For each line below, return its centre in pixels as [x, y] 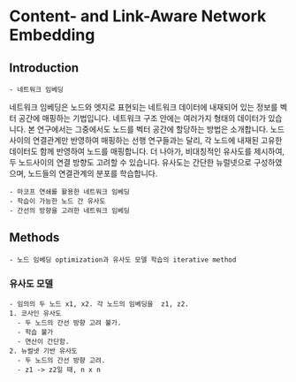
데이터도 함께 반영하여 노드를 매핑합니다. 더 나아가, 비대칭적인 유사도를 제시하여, [147, 151]
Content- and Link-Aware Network [138, 16]
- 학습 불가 [35, 332]
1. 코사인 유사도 [35, 314]
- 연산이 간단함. [43, 342]
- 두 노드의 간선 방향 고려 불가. [69, 323]
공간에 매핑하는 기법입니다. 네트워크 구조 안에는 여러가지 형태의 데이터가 [142, 118]
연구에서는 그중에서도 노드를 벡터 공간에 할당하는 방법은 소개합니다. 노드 [161, 129]
